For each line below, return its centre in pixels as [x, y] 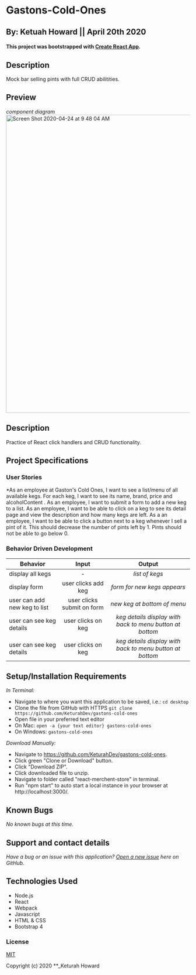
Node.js [24, 895]
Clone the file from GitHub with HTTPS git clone [73, 708]
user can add [27, 600]
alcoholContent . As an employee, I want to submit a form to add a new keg [96, 502]
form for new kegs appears [148, 587]
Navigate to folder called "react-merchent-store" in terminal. [87, 780]
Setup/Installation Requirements [66, 676]
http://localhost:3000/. [41, 792]
